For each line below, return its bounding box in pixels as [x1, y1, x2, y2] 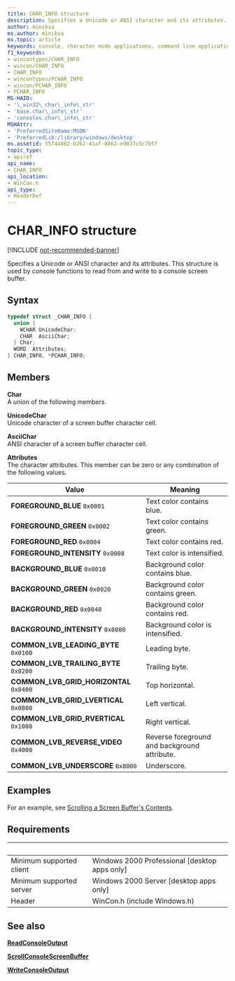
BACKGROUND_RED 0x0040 [10, 604, 102, 613]
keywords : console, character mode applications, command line [7, 43, 196, 50]
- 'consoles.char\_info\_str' [7, 114, 96, 121]
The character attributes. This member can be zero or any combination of [7, 460, 219, 469]
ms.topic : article [7, 36, 61, 43]
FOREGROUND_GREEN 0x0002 [10, 521, 111, 531]
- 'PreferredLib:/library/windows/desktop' [7, 134, 136, 141]
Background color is [145, 620, 212, 629]
